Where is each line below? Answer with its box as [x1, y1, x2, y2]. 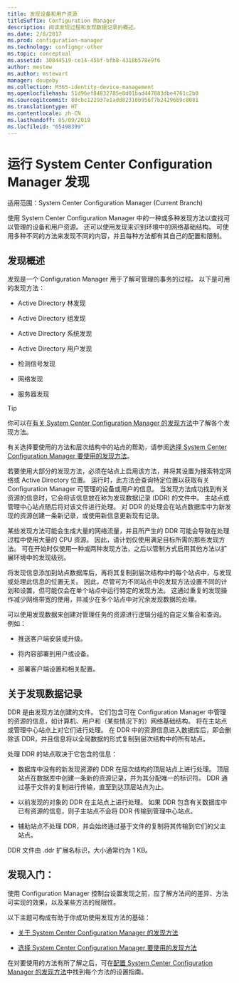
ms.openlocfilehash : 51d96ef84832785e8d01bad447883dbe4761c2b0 [7, 90, 199, 97]
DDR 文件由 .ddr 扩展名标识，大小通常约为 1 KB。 [7, 846, 152, 855]
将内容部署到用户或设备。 [17, 649, 93, 658]
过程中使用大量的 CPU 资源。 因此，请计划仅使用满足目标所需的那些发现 [7, 535, 219, 544]
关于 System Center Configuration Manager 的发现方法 [17, 928, 179, 937]
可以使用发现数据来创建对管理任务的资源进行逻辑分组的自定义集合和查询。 [7, 610, 225, 619]
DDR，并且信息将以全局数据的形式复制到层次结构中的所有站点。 [21, 735, 210, 743]
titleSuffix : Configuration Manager [7, 17, 116, 24]
